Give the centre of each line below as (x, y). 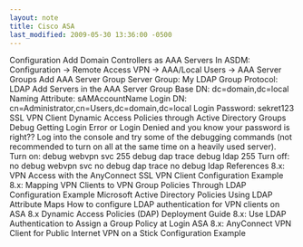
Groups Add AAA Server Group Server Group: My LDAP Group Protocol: (144, 80)
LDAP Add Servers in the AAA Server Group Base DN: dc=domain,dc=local (149, 89)
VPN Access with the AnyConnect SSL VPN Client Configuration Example (147, 176)
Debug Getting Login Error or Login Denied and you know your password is (150, 128)
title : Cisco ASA (42, 26)
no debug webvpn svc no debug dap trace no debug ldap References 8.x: (147, 166)
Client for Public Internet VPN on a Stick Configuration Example (128, 233)
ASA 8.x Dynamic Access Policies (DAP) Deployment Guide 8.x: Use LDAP (148, 214)
